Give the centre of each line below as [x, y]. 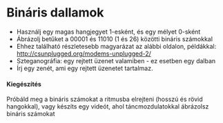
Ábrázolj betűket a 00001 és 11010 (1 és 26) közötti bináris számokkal [115, 38]
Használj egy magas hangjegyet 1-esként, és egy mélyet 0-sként [108, 32]
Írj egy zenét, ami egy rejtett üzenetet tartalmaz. [85, 68]
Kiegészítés [24, 84]
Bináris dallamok [55, 13]
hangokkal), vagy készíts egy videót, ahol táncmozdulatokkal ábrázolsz [108, 107]
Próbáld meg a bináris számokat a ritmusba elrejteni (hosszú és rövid [105, 99]
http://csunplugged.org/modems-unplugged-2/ [84, 54]
